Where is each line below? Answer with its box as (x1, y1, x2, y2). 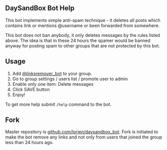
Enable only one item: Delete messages (12, 81, 94, 87)
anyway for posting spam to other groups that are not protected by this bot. (5, 42, 161, 49)
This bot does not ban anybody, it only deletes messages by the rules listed (5, 32, 161, 38)
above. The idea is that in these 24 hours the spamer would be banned (5, 37, 151, 43)
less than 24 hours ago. (5, 140, 54, 146)
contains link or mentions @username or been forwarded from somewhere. (5, 22, 160, 28)
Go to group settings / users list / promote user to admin (12, 76, 128, 82)
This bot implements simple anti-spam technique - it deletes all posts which (5, 17, 161, 23)
